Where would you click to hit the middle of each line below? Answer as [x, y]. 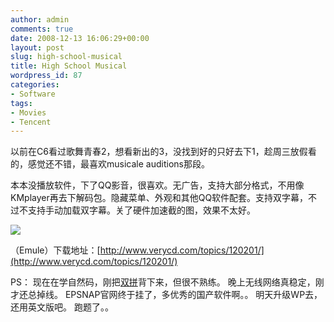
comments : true [42, 29]
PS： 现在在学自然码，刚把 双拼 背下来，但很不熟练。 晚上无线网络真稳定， [163, 282]
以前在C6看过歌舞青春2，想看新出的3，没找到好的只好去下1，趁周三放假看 [163, 152]
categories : [35, 85]
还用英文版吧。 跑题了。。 [62, 307]
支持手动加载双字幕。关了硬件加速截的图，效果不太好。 [141, 210]
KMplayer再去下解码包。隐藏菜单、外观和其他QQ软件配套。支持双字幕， [159, 198]
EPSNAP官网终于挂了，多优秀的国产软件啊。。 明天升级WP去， [193, 295]
